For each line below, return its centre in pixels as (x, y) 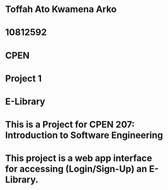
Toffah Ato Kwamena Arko (61, 9)
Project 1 (23, 78)
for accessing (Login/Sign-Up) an (76, 169)
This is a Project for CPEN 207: (70, 125)
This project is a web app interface (79, 159)
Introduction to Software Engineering (84, 135)
